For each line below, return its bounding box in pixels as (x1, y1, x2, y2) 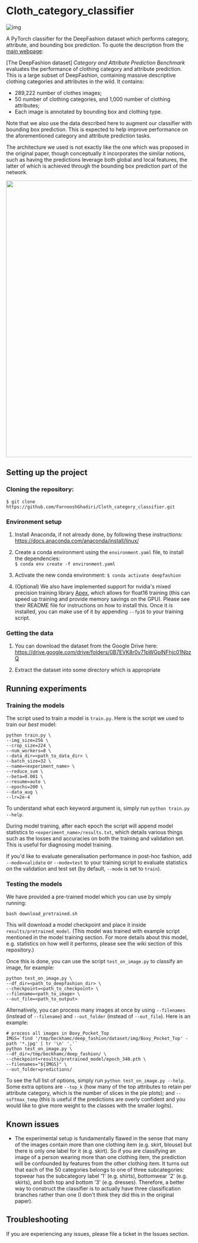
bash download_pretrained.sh (6, 911, 78, 917)
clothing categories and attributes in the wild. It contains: (6, 78, 144, 85)
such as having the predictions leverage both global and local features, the (6, 156, 187, 163)
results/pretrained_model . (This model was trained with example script (6, 928, 180, 935)
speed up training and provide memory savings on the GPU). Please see (14, 595, 190, 603)
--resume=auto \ (6, 778, 46, 784)
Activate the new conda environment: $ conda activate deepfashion (14, 571, 181, 578)
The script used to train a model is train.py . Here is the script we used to (6, 714, 184, 721)
